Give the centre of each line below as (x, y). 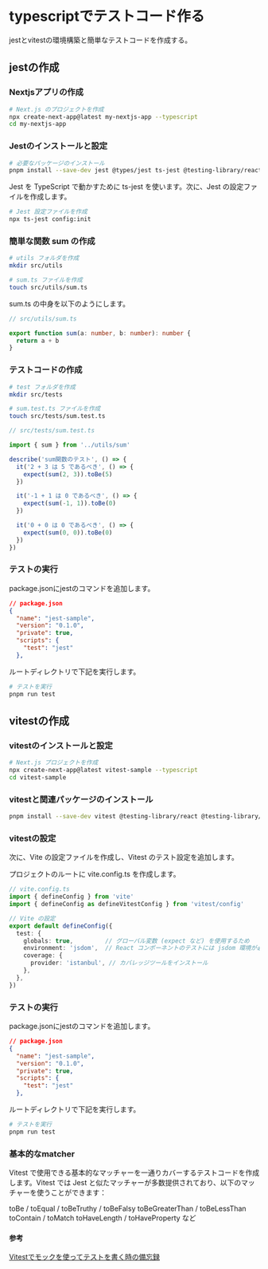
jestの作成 (34, 67)
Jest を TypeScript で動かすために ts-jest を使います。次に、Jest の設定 (126, 187)
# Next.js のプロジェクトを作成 (56, 109)
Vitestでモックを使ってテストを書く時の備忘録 (84, 1257)
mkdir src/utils (36, 266)
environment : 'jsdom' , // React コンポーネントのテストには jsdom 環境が (140, 948)
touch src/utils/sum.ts (49, 287)
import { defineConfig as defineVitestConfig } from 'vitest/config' (127, 904)
